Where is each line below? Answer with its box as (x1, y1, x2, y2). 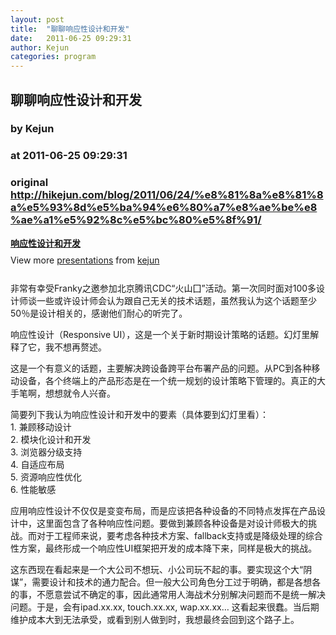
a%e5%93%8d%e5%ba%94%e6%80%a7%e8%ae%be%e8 (10, 201, 318, 215)
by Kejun (10, 122, 55, 136)
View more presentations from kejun (10, 254, 160, 266)
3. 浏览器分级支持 (10, 446, 83, 458)
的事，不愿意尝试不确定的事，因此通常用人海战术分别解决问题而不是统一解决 (10, 588, 326, 600)
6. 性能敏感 (10, 483, 57, 495)
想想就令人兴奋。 (44, 387, 116, 399)
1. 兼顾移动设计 (10, 421, 72, 433)
